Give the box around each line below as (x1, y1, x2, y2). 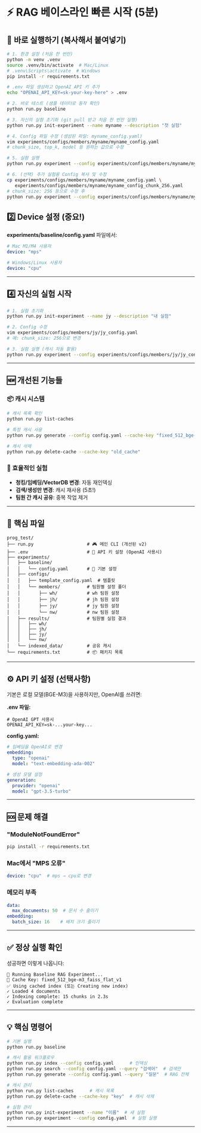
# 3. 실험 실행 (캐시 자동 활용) (7, 346, 78, 352)
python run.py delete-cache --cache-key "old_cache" (7, 449, 141, 455)
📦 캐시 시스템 (7, 394, 45, 403)
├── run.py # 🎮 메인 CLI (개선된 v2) (7, 541, 147, 547)
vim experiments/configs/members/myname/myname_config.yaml (7, 139, 160, 145)
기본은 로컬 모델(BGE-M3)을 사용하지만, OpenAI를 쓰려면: (7, 691, 142, 698)
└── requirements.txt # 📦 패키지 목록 (7, 649, 123, 655)
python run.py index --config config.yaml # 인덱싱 (7, 1060, 148, 1067)
